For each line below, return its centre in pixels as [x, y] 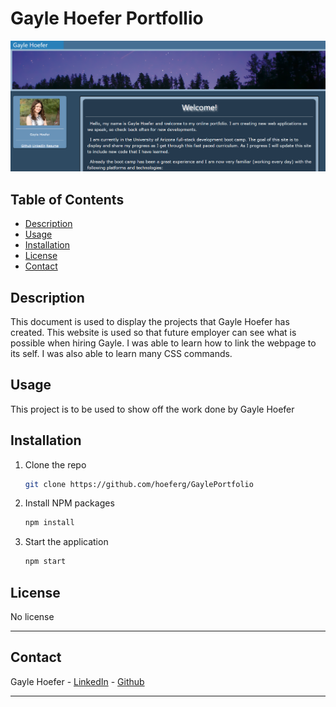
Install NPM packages [69, 503]
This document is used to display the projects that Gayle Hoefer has [150, 321]
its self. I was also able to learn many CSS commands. [121, 353]
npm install [49, 523]
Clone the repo [55, 464]
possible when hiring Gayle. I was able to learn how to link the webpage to [163, 343]
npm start [45, 562]
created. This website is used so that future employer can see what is [153, 332]
